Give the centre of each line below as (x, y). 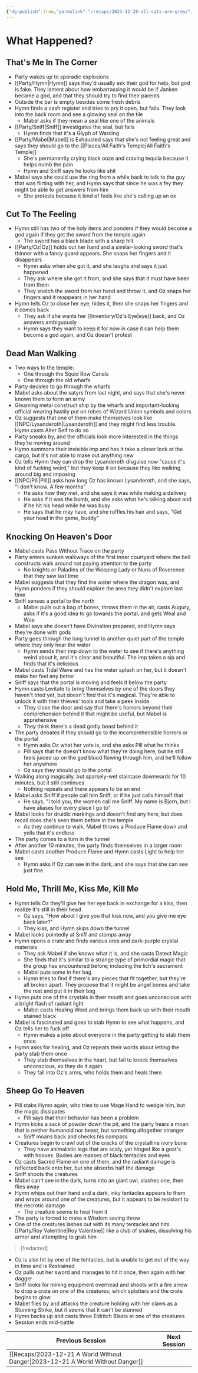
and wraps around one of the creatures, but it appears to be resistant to (102, 1199)
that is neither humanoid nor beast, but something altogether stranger (99, 1130)
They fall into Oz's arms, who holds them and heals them (93, 1072)
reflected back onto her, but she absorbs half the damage (85, 1168)
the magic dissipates (40, 1111)
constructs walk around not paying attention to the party (83, 563)
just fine (33, 871)
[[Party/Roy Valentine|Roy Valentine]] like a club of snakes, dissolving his (103, 1230)
